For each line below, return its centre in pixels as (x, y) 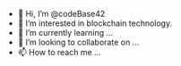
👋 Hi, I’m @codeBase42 (61, 14)
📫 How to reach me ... (59, 52)
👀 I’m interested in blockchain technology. (95, 23)
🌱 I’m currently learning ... (65, 33)
